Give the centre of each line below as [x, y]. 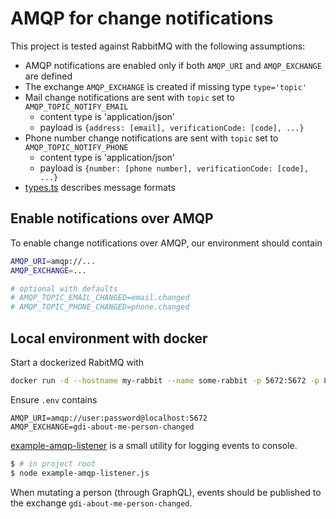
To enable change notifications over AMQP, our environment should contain [166, 243]
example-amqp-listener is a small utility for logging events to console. [154, 445]
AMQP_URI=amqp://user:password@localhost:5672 [109, 418]
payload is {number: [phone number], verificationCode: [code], [174, 168]
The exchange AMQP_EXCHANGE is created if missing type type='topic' [165, 86]
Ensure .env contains [54, 399]
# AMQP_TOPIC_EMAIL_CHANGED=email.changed [100, 298]
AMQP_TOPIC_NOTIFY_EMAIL [76, 107]
